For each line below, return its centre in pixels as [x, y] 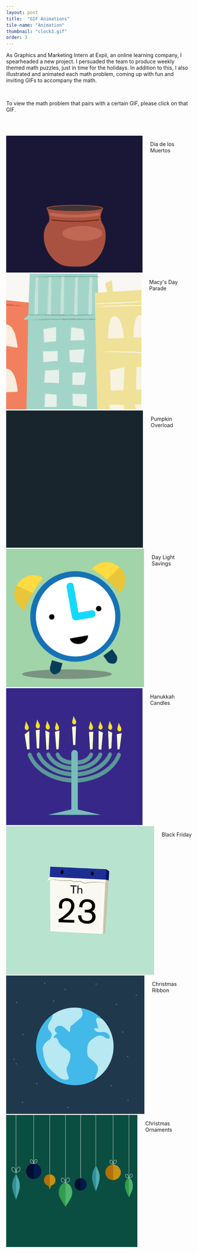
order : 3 [17, 38]
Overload [162, 425]
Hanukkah [162, 697]
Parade [158, 288]
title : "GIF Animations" [38, 19]
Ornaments [159, 1130]
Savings [161, 564]
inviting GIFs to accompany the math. [51, 81]
